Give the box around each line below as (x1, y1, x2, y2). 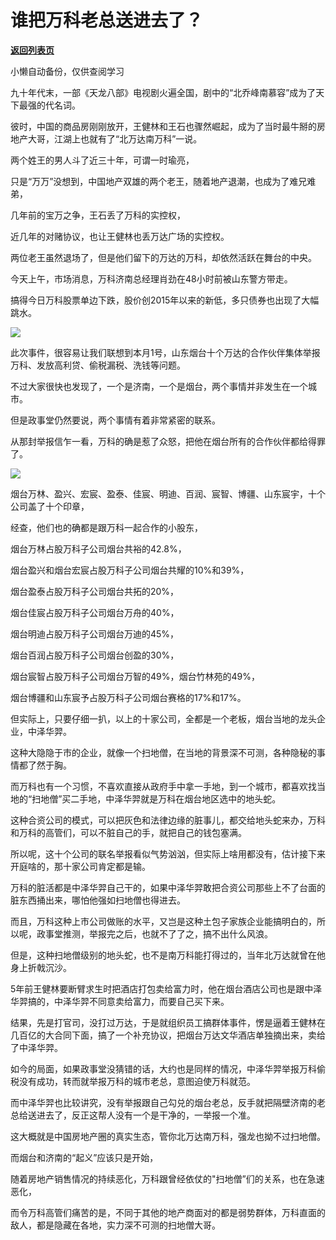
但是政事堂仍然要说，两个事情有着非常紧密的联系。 (10, 414, 221, 426)
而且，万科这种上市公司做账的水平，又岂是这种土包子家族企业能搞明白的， (10, 915, 317, 927)
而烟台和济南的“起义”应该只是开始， (10, 1151, 159, 1163)
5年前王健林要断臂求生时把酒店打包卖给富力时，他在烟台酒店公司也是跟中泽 (10, 982, 323, 995)
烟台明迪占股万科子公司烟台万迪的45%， (10, 627, 180, 640)
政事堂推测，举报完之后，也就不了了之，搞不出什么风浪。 (36, 927, 273, 940)
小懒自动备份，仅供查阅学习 (10, 65, 125, 77)
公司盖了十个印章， (10, 500, 90, 512)
